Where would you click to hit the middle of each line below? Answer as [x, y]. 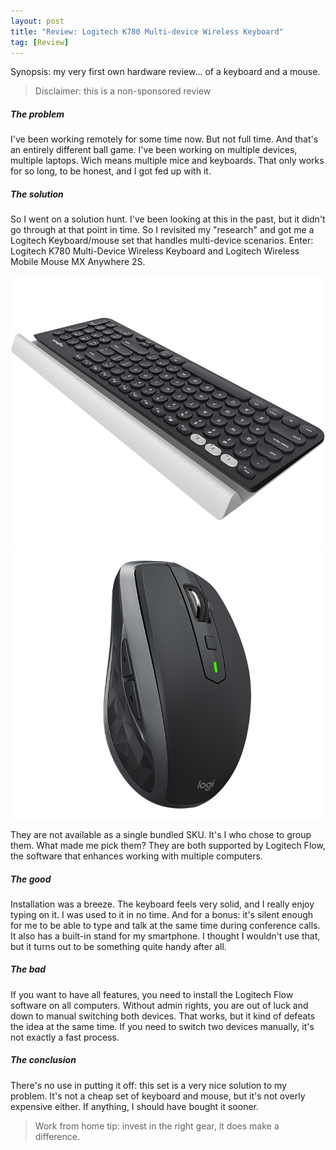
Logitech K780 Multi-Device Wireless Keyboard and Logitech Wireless [155, 251]
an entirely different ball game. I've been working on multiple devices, [154, 150]
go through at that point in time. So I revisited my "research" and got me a [162, 230]
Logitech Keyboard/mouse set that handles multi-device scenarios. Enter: [162, 241]
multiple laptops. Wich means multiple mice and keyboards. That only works [167, 161]
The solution [37, 194]
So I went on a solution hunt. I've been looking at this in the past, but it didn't [168, 219]
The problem [37, 114]
